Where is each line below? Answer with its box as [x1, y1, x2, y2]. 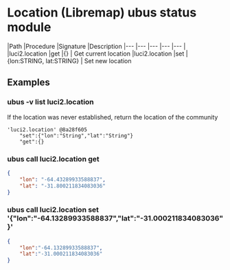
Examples [7, 77, 50, 89]
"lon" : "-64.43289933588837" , [19, 176, 106, 183]
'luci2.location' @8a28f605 [7, 126, 88, 133]
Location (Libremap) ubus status [7, 5, 197, 21]
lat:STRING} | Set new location [45, 56, 132, 65]
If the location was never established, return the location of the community [7, 113, 218, 121]
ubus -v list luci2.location [7, 98, 94, 107]
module [7, 19, 51, 35]
